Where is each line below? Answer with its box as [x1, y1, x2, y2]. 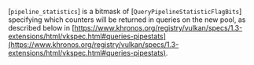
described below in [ [8, 23, 75, 32]
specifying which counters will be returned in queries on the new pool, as [8, 15, 246, 24]
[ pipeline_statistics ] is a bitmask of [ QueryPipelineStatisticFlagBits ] [8, 7, 242, 16]
